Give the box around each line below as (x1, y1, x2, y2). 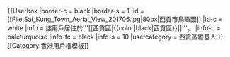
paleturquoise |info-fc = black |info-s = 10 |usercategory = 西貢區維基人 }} (7, 32, 224, 41)
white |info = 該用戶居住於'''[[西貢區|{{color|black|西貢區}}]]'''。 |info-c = (7, 24, 221, 32)
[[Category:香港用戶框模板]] (7, 42, 89, 49)
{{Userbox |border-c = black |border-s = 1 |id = (7, 7, 145, 15)
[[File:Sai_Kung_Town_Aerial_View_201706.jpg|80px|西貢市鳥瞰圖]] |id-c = (7, 15, 223, 23)
